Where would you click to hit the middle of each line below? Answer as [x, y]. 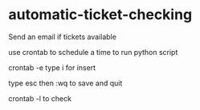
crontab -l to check [40, 98]
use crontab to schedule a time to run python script [93, 52]
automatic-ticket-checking [100, 15]
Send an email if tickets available [62, 37]
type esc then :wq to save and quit [65, 83]
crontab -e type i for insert [52, 67]
